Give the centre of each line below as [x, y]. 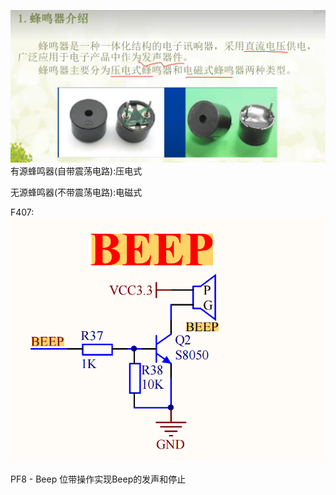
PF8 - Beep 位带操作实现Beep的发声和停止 [98, 479]
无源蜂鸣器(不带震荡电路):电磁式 [76, 192]
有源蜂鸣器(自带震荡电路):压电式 [76, 171]
